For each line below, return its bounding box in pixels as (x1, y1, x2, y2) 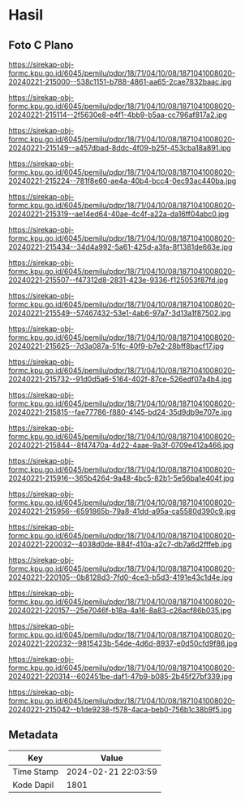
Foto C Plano (8, 38, 74, 52)
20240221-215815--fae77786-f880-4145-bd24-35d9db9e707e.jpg (8, 407, 233, 416)
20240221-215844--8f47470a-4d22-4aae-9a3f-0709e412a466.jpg (8, 441, 234, 450)
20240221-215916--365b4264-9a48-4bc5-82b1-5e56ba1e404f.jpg (8, 473, 234, 483)
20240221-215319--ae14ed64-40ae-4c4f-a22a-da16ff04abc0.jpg (8, 209, 230, 219)
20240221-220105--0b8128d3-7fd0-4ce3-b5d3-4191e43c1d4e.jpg (8, 572, 233, 582)
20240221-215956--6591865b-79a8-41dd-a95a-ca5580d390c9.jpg (8, 507, 236, 516)
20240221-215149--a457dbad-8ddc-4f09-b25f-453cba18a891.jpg (8, 143, 231, 152)
